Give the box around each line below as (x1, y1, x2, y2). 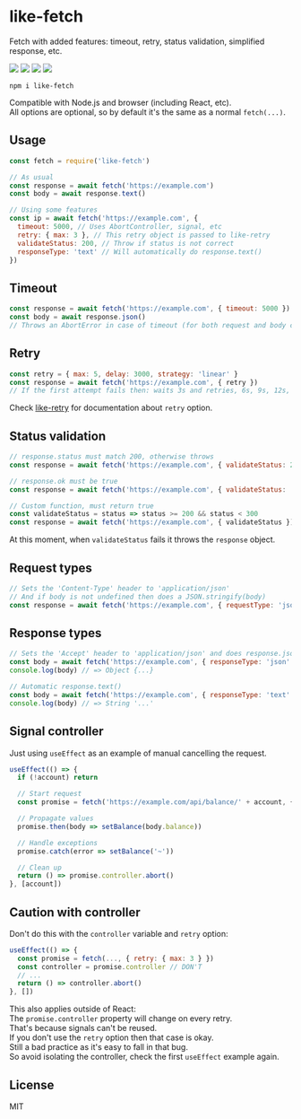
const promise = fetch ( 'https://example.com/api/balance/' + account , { (17, 798, 295, 807)
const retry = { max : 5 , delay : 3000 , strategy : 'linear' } (9, 370, 239, 379)
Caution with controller (9, 905, 141, 920)
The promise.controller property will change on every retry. (9, 1013, 233, 1024)
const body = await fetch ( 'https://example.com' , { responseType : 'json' (9, 658, 291, 667)
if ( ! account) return (17, 774, 99, 782)
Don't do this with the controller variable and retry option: (9, 928, 228, 939)
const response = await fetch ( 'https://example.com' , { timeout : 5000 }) (9, 304, 291, 313)
